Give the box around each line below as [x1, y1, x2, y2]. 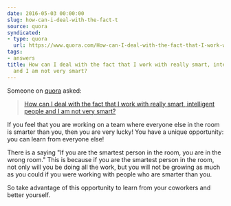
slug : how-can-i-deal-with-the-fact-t [7, 16, 118, 23]
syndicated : [7, 29, 41, 36]
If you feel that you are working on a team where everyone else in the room [7, 120, 220, 128]
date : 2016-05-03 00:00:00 [7, 10, 85, 17]
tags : [7, 49, 23, 56]
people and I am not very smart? [23, 107, 116, 115]
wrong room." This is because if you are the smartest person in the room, [7, 155, 214, 163]
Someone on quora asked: [7, 87, 82, 95]
